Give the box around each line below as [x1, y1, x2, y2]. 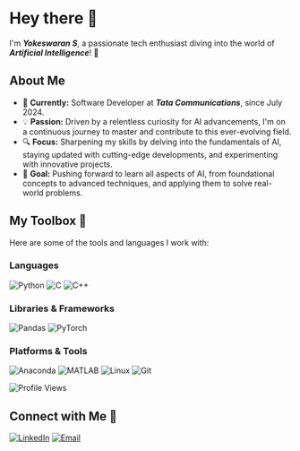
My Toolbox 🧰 [9, 213, 87, 229]
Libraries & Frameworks [9, 302, 115, 315]
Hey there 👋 [9, 8, 99, 29]
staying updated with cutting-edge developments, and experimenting [21, 149, 279, 160]
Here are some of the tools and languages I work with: [9, 237, 210, 247]
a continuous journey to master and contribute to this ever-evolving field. [21, 126, 292, 137]
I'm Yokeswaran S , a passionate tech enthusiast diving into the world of [9, 38, 275, 48]
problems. [45, 187, 83, 198]
